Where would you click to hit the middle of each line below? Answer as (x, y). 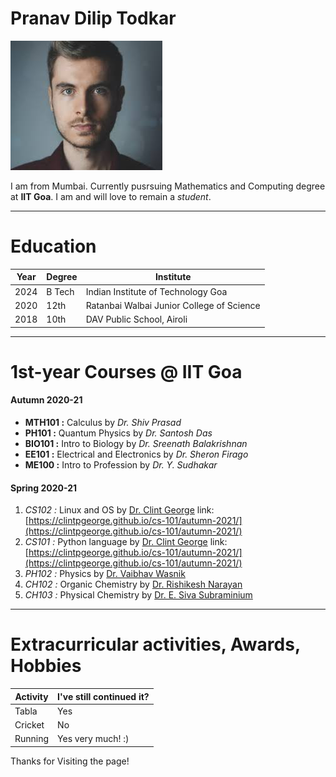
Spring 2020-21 (44, 488)
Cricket (29, 725)
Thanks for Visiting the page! (70, 761)
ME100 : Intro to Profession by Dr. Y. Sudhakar (121, 465)
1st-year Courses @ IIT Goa (126, 371)
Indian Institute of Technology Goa (156, 291)
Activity (31, 696)
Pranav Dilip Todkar (93, 18)
